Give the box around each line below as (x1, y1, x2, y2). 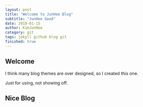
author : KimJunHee (5, 26, 43, 30)
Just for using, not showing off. (5, 80, 68, 86)
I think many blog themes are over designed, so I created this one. (5, 70, 139, 76)
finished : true (5, 39, 36, 44)
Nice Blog (5, 94, 35, 102)
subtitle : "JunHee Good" (5, 16, 56, 21)
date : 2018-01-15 (5, 21, 41, 26)
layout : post (5, 7, 32, 12)
